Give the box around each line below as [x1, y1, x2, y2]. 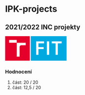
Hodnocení [5, 69, 32, 75]
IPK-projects [5, 3, 57, 15]
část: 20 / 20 [12, 79, 38, 85]
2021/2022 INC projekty [5, 23, 81, 31]
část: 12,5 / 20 [12, 85, 41, 91]
